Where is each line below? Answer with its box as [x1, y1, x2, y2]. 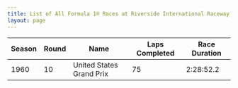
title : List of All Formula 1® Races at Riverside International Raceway [7, 10, 230, 18]
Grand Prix [73, 68, 108, 78]
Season [11, 44, 38, 54]
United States [73, 60, 118, 70]
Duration [191, 48, 222, 58]
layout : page [7, 17, 46, 24]
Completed [136, 48, 175, 58]
